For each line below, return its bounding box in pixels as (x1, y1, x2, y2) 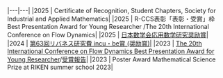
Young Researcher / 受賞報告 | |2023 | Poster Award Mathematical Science (7, 55, 217, 64)
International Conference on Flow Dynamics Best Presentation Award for (7, 47, 215, 55)
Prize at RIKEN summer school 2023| (7, 63, 113, 71)
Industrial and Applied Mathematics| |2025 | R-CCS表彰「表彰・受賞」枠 (7, 14, 215, 23)
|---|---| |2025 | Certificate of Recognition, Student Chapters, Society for (7, 7, 217, 14)
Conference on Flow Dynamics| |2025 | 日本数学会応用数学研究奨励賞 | (7, 31, 208, 39)
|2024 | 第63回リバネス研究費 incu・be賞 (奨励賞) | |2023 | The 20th (7, 39, 203, 48)
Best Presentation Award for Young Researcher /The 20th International (7, 23, 210, 30)
